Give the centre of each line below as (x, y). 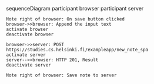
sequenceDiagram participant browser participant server (75, 8)
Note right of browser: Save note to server (61, 75)
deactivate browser (30, 34)
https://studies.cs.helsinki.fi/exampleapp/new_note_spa (77, 50)
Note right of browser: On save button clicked (66, 19)
